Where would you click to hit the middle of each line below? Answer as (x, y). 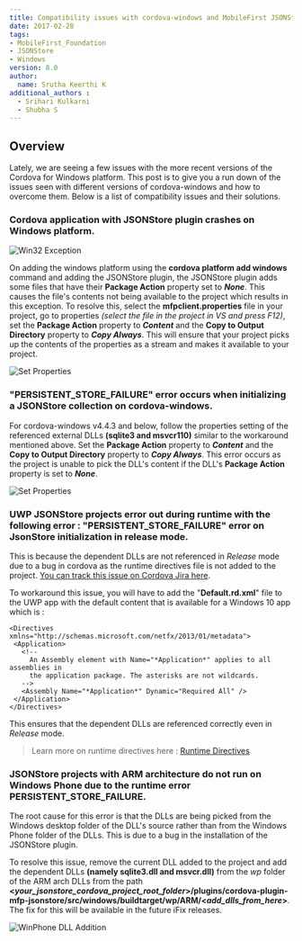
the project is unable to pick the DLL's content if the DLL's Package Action (147, 463)
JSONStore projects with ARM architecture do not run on (136, 774)
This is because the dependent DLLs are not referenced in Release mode (145, 556)
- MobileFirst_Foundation (58, 43)
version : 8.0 (34, 68)
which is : (27, 612)
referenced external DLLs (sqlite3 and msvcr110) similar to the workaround (149, 435)
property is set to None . (53, 473)
